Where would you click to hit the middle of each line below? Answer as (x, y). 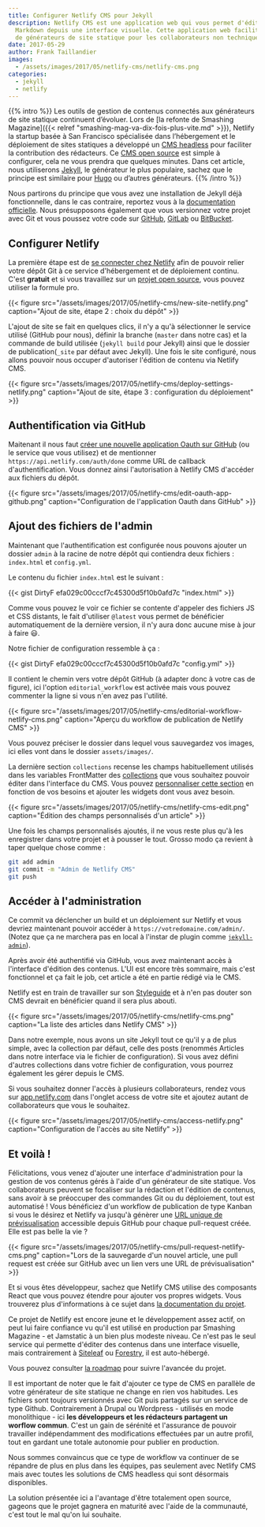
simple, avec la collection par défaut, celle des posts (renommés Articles (126, 1048)
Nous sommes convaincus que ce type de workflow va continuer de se (124, 1458)
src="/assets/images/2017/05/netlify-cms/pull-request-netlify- (144, 1247)
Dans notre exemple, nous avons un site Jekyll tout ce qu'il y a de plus (122, 1040)
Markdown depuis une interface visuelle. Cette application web (123, 30)
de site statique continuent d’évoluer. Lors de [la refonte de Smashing (121, 120)
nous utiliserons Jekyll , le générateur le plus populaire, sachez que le (120, 170)
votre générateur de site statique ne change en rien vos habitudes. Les (123, 1392)
